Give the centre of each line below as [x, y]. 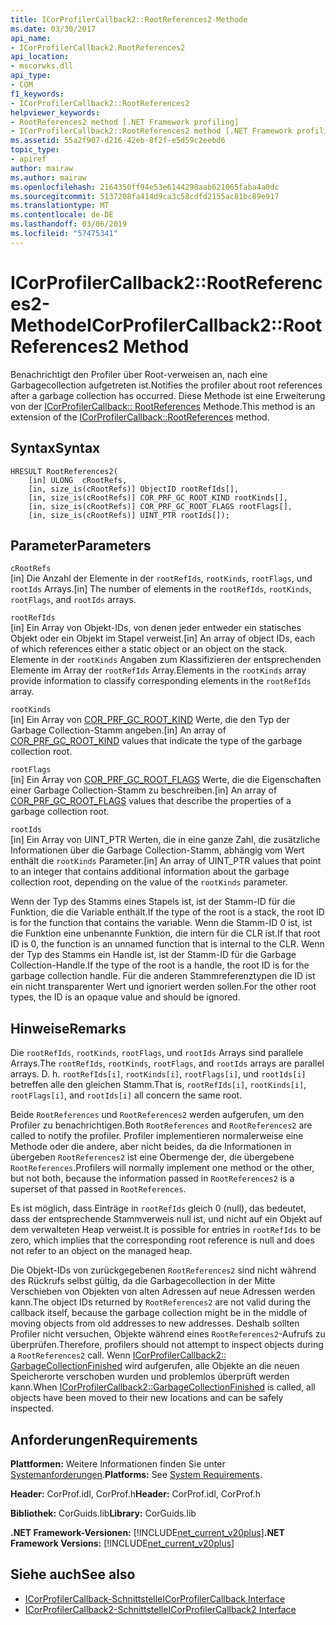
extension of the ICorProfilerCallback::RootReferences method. [140, 417]
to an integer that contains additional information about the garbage [150, 872]
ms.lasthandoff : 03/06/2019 [69, 224]
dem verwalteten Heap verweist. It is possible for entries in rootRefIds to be [166, 1230]
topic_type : [35, 150]
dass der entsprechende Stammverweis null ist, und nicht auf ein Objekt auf [166, 1219]
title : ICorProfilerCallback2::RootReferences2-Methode [129, 19]
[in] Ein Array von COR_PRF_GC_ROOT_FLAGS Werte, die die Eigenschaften [166, 780]
